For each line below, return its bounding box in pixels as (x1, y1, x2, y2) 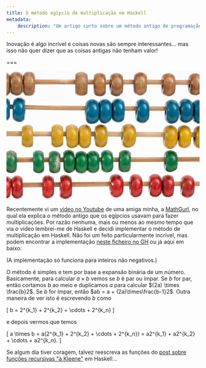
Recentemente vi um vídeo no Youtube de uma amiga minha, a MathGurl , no (6, 205, 199, 213)
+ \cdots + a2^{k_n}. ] (6, 337, 62, 344)
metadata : (6, 16, 32, 23)
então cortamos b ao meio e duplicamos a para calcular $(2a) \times (6, 282, 180, 289)
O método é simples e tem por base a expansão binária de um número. (6, 269, 186, 276)
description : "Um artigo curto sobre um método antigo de (17, 23, 169, 29)
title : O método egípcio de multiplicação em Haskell (6, 10, 147, 16)
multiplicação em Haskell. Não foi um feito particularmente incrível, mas (6, 232, 188, 239)
